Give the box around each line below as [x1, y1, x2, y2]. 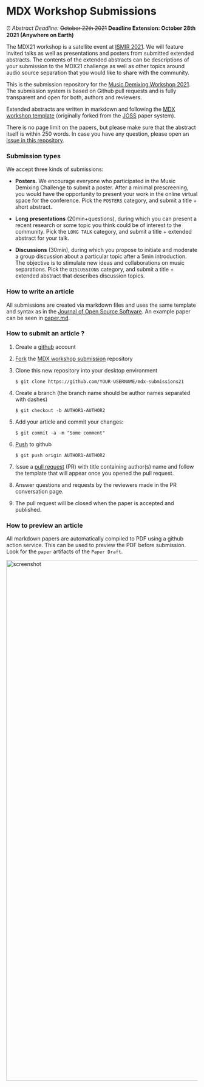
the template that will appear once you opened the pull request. [15, 469, 174, 477]
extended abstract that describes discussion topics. [15, 272, 145, 279]
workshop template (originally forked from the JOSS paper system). [6, 111, 176, 119]
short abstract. [15, 203, 53, 211]
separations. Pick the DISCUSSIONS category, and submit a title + [15, 266, 174, 273]
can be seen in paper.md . [6, 314, 70, 321]
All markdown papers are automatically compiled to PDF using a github [6, 535, 184, 542]
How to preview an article [6, 521, 83, 530]
